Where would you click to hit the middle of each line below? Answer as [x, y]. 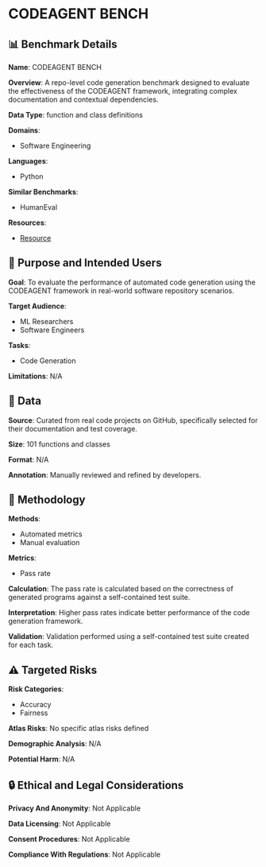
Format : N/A [29, 459]
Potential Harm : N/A [42, 759]
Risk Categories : [36, 689]
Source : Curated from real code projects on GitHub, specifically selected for [133, 420]
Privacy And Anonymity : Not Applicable [75, 808]
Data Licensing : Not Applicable [60, 824]
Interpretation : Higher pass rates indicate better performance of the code [129, 613]
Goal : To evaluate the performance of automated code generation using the [132, 282]
